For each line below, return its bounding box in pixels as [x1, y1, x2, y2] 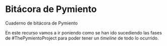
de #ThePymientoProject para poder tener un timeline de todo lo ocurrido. [5, 35, 159, 41]
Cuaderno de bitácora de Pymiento [5, 20, 78, 26]
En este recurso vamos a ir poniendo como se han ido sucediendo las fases [5, 29, 162, 35]
